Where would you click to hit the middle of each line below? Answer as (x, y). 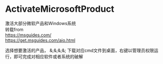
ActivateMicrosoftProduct (60, 9)
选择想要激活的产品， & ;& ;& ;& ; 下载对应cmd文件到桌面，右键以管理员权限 (80, 50)
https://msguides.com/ (28, 35)
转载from (14, 29)
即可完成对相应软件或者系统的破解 (48, 56)
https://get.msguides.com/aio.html (40, 40)
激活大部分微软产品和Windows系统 (41, 23)
